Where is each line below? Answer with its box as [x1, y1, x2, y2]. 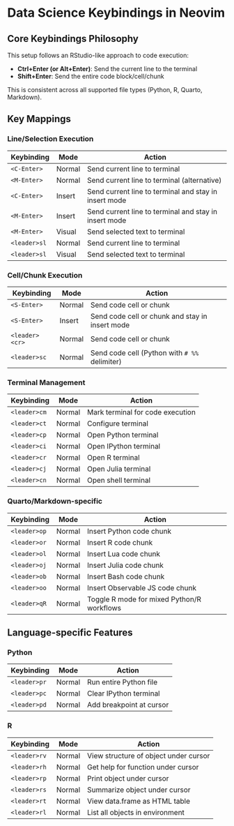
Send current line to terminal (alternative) [86, 175, 222, 185]
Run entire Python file [86, 677, 158, 687]
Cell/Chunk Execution [7, 270, 83, 280]
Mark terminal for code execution [86, 407, 196, 417]
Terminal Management [7, 377, 86, 387]
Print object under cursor [86, 773, 169, 783]
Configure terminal [86, 419, 148, 428]
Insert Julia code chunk [86, 560, 164, 570]
